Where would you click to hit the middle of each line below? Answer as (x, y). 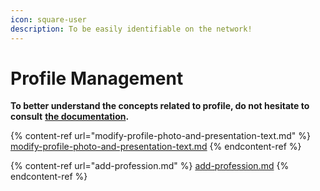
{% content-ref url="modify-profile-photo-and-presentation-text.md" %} (161, 136)
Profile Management (97, 78)
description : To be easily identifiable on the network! (131, 29)
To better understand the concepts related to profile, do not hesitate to (160, 106)
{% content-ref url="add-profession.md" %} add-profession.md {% (150, 166)
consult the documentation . (70, 117)
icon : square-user (48, 19)
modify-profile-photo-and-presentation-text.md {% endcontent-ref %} (156, 147)
